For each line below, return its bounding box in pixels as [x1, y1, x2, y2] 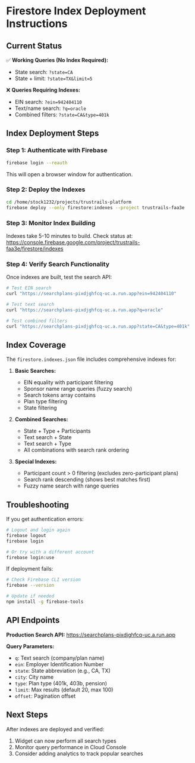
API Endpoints [6, 615, 60, 626]
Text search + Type [23, 440, 71, 448]
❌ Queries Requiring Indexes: [6, 87, 80, 93]
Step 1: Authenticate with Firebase [6, 146, 108, 155]
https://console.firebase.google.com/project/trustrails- [6, 238, 140, 246]
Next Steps [6, 710, 48, 720]
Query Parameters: [6, 642, 55, 649]
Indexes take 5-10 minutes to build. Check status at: [6, 232, 133, 240]
